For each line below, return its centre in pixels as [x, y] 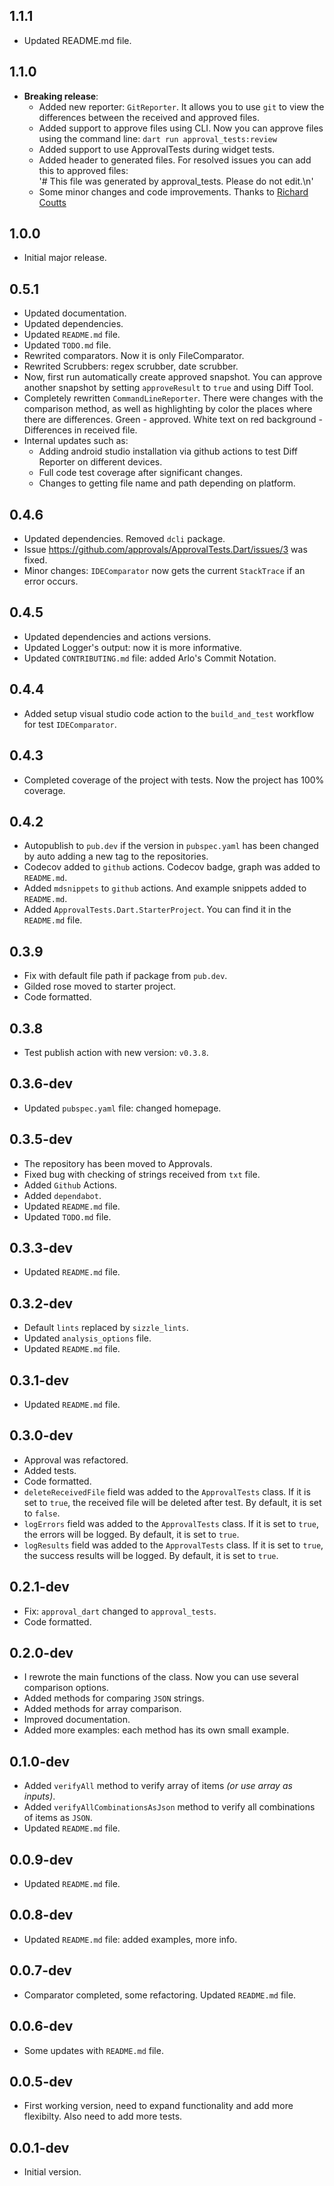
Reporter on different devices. [100, 462]
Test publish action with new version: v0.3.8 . [116, 1052]
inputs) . [39, 1796]
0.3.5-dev [41, 1139]
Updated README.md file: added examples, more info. [130, 1939]
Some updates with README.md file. [93, 2050]
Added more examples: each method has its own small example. [156, 1730]
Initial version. [52, 2172]
